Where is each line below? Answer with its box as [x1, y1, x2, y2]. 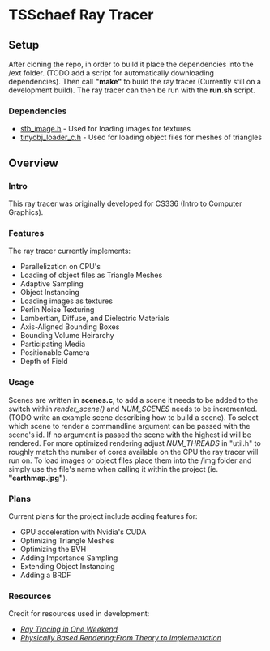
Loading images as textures [19, 296, 114, 306]
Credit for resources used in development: [8, 609, 150, 619]
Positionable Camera [19, 348, 91, 358]
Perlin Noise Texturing [19, 305, 95, 315]
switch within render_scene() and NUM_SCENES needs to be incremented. [8, 404, 258, 413]
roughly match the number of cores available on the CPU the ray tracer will [8, 447, 259, 456]
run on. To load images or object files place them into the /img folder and [8, 456, 252, 465]
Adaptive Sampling [19, 279, 84, 289]
